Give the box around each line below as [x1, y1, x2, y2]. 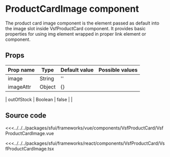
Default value [60, 66, 94, 73]
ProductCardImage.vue [5, 130, 54, 136]
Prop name [8, 66, 35, 73]
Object [40, 83, 56, 90]
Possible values [98, 66, 138, 73]
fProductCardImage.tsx [5, 145, 54, 151]
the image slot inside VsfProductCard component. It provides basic [5, 25, 146, 31]
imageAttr [8, 83, 32, 90]
